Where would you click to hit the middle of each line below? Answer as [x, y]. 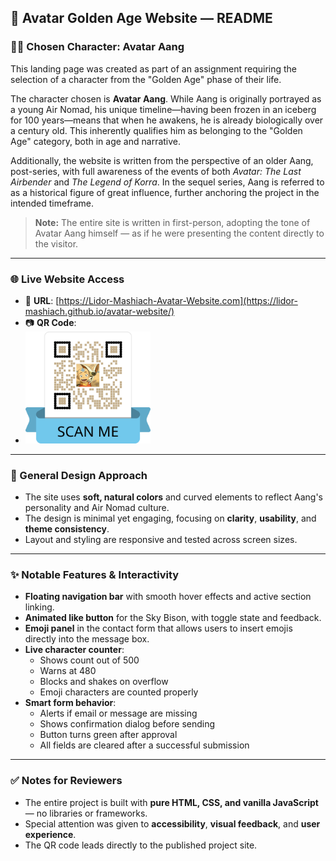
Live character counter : [74, 650]
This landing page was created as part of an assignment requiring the [154, 68]
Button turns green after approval [108, 735]
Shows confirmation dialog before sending [127, 724]
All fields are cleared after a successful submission [144, 745]
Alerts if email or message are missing [118, 713]
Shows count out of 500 [89, 660]
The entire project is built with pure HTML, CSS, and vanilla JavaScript [171, 802]
